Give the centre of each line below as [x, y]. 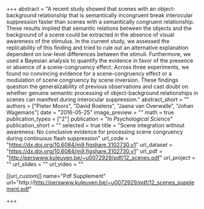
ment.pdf [18, 189]
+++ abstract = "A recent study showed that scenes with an [81, 9]
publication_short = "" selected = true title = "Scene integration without [95, 125]
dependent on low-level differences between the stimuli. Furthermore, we [99, 54]
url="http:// [20, 182]
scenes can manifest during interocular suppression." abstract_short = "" [98, 99]
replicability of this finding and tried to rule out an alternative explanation [97, 48]
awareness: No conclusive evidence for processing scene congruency [95, 132]
